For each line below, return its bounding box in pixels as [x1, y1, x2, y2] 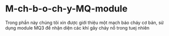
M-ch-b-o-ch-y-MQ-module [5, 3, 128, 14]
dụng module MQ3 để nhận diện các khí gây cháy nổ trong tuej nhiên [5, 24, 150, 30]
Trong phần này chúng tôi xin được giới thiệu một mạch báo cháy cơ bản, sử [5, 19, 164, 25]
